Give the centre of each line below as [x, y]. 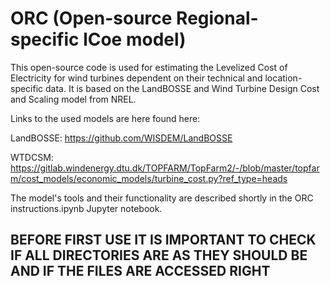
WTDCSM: [32, 157]
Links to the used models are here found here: [105, 118]
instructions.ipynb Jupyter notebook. [86, 208]
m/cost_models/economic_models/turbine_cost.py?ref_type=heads [149, 178]
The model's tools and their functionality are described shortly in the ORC [162, 198]
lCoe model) [135, 39]
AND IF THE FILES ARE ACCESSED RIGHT [140, 271]
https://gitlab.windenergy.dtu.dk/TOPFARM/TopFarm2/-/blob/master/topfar [165, 168]
